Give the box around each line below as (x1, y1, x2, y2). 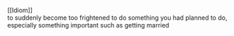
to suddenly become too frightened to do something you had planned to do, (7, 13, 228, 22)
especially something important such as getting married (7, 21, 170, 29)
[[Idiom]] (7, 6, 33, 14)
